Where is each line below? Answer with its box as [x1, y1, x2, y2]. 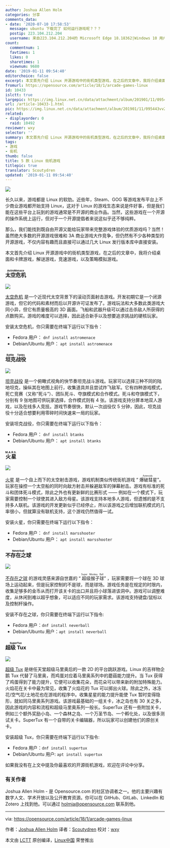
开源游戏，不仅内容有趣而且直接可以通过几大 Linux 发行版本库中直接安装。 [5, 239, 161, 245]
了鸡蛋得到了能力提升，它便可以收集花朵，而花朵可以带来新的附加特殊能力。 [5, 679, 165, 685]
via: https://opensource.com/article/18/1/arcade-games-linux [5, 816, 133, 822]
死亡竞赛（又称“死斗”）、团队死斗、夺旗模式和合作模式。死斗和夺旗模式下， [5, 391, 162, 397]
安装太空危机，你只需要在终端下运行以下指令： [5, 323, 103, 330]
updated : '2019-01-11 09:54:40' [5, 172, 73, 178]
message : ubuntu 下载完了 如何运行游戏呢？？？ [10, 26, 101, 31]
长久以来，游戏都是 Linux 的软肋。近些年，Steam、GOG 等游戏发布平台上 [5, 196, 159, 203]
